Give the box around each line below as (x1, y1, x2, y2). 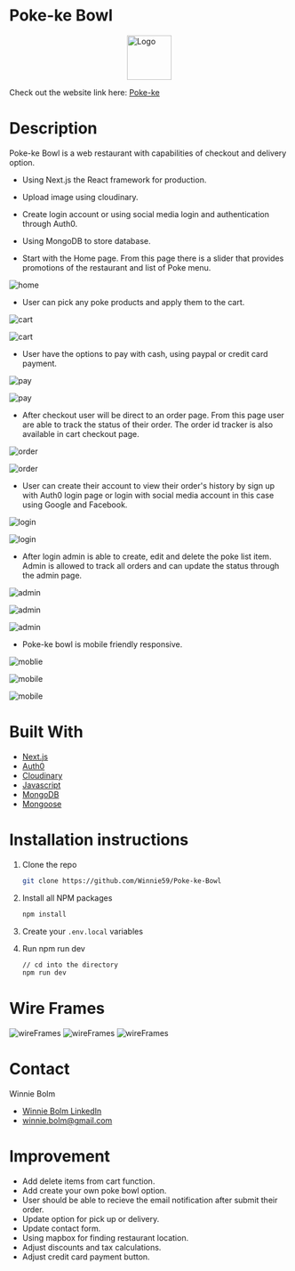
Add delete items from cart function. (21, 1176, 155, 1186)
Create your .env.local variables (21, 926, 144, 936)
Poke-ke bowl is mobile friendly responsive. (21, 638, 183, 650)
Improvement (9, 1146, 111, 1167)
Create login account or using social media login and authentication (21, 208, 269, 219)
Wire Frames (9, 999, 105, 1019)
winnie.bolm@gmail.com (21, 1115, 113, 1126)
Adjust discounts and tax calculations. (21, 1243, 162, 1253)
